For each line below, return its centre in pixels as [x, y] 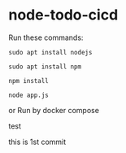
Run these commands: [46, 37]
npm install [28, 81]
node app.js [28, 95]
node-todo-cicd [63, 15]
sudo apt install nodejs [50, 52]
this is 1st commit [37, 142]
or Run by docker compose [54, 110]
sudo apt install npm [45, 67]
